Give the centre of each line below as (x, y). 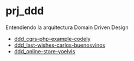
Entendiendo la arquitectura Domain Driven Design (67, 27)
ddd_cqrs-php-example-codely (52, 38)
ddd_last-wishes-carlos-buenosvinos (60, 45)
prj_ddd (25, 11)
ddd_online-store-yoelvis (45, 51)
